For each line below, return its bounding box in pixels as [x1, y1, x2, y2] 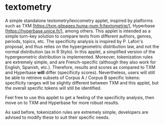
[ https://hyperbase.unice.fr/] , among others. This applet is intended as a [5, 28, 151, 34]
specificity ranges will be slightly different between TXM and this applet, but [5, 80, 159, 85]
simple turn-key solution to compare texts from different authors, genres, [5, 33, 153, 39]
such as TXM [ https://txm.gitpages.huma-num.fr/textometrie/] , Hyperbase [5, 22, 155, 28]
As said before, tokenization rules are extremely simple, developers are [5, 109, 148, 115]
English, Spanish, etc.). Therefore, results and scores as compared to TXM [5, 64, 156, 70]
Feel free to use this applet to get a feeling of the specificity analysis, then [5, 94, 154, 100]
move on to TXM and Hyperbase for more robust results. [5, 100, 119, 105]
